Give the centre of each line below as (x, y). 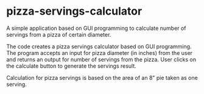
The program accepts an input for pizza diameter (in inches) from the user (100, 52)
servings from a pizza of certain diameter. (59, 34)
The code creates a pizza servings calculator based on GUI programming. (99, 46)
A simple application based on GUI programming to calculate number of (96, 28)
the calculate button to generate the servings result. (72, 66)
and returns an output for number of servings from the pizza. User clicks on (101, 59)
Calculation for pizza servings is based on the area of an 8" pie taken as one (102, 78)
